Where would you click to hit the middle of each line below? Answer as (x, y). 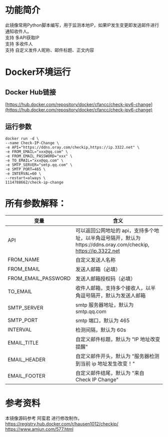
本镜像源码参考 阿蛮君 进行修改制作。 (44, 418)
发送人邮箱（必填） (98, 269)
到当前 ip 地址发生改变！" (105, 363)
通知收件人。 (18, 31)
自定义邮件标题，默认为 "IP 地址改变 (118, 339)
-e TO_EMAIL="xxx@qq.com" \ (34, 160)
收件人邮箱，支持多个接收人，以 (113, 288)
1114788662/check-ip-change (34, 182)
